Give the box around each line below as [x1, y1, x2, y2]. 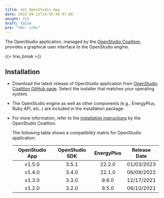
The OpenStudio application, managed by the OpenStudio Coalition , [5, 39, 142, 44]
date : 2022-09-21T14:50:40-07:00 [5, 12, 73, 17]
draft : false [5, 21, 32, 26]
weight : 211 [5, 16, 29, 21]
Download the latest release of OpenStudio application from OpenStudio [12, 80, 158, 86]
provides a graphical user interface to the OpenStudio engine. [5, 44, 129, 50]
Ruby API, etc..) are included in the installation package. [12, 106, 125, 111]
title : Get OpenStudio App [5, 7, 60, 12]
